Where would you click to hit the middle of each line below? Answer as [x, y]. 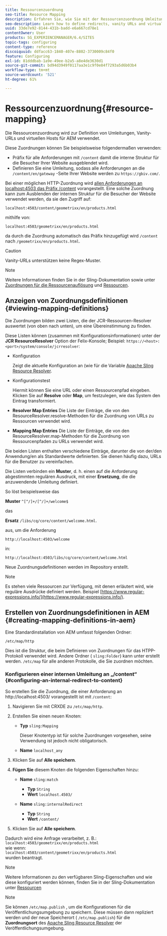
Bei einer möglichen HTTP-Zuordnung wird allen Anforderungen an [74, 183]
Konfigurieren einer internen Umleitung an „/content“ [71, 674]
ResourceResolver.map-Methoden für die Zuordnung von [71, 436]
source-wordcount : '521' [31, 75]
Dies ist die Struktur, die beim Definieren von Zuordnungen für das [73, 651]
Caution [13, 250]
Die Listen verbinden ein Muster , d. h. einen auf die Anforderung [71, 471]
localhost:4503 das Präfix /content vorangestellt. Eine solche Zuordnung [80, 188]
